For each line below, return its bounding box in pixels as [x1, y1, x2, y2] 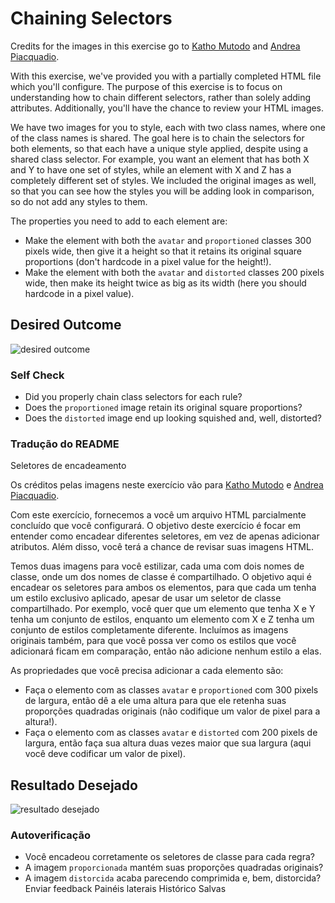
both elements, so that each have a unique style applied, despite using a [10, 142, 309, 154]
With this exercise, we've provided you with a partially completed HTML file [10, 70, 322, 82]
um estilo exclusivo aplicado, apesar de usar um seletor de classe [10, 592, 282, 604]
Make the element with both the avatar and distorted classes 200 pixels [24, 266, 325, 278]
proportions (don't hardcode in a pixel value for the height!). [24, 255, 272, 267]
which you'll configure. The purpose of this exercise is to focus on [10, 80, 283, 92]
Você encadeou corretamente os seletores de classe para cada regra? [24, 851, 315, 863]
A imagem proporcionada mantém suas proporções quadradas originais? [24, 862, 324, 874]
